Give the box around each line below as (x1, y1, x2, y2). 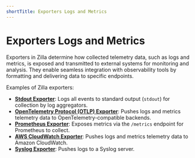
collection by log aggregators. (14, 101, 88, 108)
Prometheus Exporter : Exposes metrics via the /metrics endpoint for (14, 120, 184, 127)
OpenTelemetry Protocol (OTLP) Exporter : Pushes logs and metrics (14, 107, 181, 115)
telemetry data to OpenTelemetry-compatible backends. (14, 114, 152, 121)
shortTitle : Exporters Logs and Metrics (6, 8, 108, 15)
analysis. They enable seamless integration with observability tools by (6, 66, 177, 73)
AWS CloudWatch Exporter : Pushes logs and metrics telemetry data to (14, 133, 188, 140)
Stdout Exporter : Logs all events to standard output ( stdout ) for (14, 95, 170, 102)
